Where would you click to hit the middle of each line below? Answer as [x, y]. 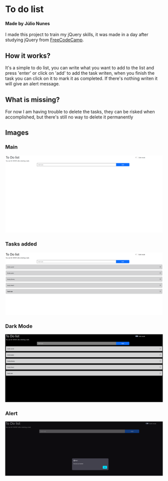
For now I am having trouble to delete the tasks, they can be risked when [80, 112]
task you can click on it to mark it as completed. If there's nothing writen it [81, 78]
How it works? [28, 55]
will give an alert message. [32, 84]
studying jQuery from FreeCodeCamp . [44, 40]
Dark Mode [19, 326]
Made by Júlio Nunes [27, 23]
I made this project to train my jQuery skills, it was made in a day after [77, 35]
